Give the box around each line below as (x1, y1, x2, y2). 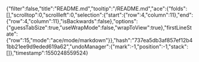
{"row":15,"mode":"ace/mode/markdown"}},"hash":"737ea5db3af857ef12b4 (6, 37, 193, 44)
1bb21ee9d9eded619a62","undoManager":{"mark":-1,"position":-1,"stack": (6, 43, 188, 50)
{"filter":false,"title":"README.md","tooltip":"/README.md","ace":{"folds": (6, 5, 188, 12)
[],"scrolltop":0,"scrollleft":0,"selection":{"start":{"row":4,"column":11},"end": (6, 11, 193, 18)
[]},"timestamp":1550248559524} (6, 49, 88, 56)
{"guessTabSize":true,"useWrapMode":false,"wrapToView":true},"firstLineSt (6, 24, 192, 31)
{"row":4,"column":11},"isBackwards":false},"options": (6, 18, 139, 24)
